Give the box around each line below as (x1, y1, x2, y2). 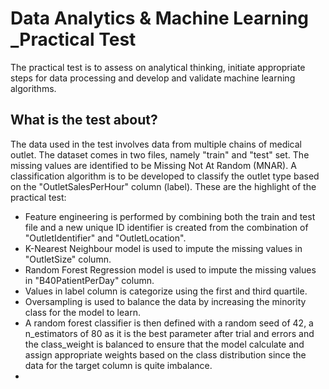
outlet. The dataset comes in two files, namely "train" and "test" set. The (10, 148, 310, 161)
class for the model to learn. (24, 306, 141, 318)
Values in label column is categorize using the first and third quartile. (24, 285, 308, 297)
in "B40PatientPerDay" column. (24, 274, 155, 286)
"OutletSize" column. (24, 253, 112, 265)
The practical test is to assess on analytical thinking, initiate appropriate (10, 61, 306, 73)
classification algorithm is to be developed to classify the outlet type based (10, 170, 320, 182)
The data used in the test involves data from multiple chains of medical (10, 138, 302, 150)
